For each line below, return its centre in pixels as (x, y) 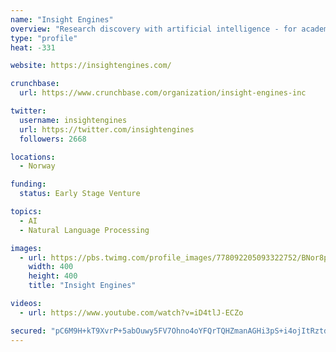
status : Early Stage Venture (80, 194)
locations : (33, 157)
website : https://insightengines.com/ (91, 66)
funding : (28, 184)
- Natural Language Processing (84, 230)
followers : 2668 (53, 139)
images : (26, 248)
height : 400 (53, 276)
